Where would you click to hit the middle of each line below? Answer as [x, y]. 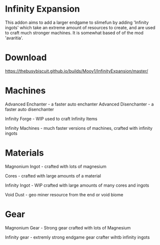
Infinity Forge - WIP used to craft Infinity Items [51, 119]
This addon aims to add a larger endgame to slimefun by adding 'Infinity [77, 22]
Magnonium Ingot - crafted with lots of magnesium [56, 166]
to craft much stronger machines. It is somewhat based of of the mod [74, 33]
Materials [24, 153]
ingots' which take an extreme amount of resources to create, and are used [80, 27]
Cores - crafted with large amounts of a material [53, 175]
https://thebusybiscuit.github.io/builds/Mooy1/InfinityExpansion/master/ [77, 71]
